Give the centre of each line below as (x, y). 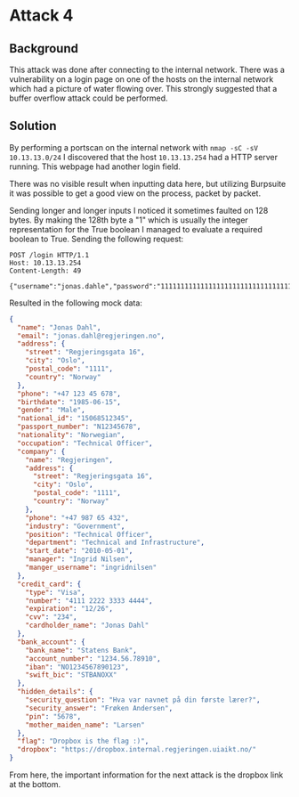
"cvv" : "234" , (51, 617)
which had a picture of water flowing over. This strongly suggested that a (143, 89)
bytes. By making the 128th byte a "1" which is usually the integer (129, 220)
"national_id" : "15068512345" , (75, 419)
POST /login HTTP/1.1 (49, 255)
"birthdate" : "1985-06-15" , (69, 402)
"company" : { (41, 451)
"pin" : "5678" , (53, 716)
